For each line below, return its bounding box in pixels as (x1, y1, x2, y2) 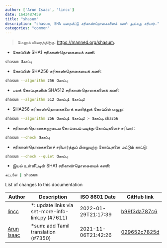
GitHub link (126, 193, 154, 200)
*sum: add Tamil (30, 222, 70, 229)
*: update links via (30, 202, 74, 209)
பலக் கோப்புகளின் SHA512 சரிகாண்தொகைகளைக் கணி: (12, 87, 120, 93)
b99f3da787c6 (121, 208, 158, 215)
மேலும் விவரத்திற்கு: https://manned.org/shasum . (17, 39, 115, 45)
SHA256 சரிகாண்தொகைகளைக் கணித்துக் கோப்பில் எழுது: (12, 106, 124, 112)
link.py (30, 214, 46, 221)
